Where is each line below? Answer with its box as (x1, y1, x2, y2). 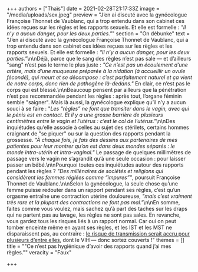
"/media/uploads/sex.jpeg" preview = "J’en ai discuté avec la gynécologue (6, 11, 187, 18)
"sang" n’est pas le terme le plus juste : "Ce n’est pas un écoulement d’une (6, 61, 188, 68)
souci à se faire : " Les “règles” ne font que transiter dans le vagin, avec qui (6, 105, 189, 112)
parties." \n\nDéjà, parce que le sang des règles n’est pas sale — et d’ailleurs (6, 55, 192, 62)
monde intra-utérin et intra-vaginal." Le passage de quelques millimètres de (6, 149, 191, 155)
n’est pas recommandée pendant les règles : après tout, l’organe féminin (6, 92, 182, 99)
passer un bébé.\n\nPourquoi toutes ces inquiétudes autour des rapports (6, 161, 184, 168)
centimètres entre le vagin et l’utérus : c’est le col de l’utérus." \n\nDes (6, 118, 176, 124)
